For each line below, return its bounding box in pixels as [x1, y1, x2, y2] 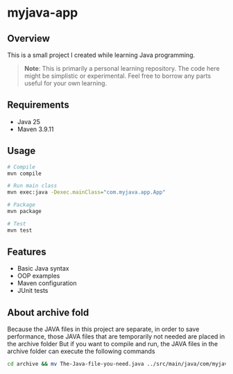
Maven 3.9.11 [17, 125, 54, 133]
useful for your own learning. [24, 79, 107, 87]
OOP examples [17, 272, 60, 280]
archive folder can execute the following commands [7, 347, 155, 355]
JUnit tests [17, 287, 49, 295]
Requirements [7, 99, 69, 111]
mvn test [7, 227, 33, 234]
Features [7, 246, 46, 258]
